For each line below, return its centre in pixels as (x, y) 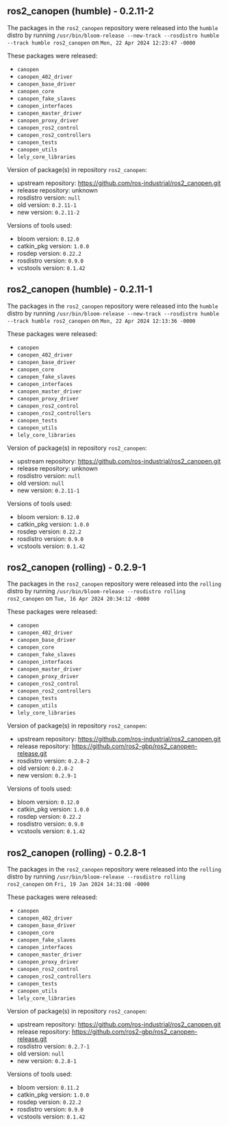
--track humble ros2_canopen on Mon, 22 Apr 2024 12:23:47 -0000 (101, 42)
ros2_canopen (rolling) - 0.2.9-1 (76, 567)
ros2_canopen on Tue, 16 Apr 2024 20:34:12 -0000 (78, 599)
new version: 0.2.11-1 (48, 490)
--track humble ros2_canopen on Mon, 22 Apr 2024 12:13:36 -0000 (101, 320)
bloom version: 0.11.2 (48, 1088)
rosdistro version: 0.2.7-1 (53, 1046)
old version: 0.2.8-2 (45, 768)
